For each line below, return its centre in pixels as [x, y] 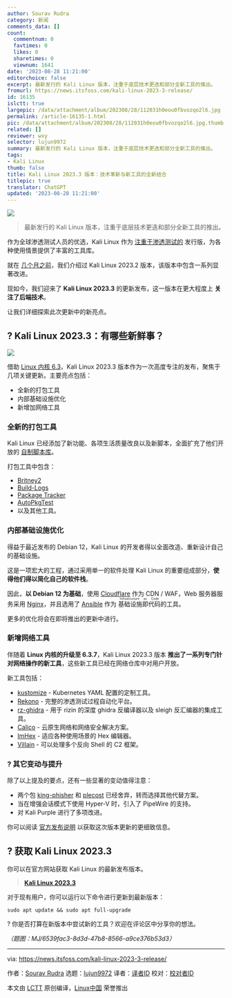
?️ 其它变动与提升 [35, 764]
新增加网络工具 [38, 407]
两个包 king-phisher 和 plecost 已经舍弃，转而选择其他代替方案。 [109, 795]
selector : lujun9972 [37, 142]
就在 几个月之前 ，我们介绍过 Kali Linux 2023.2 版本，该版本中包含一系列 [110, 265]
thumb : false [26, 168]
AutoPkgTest [35, 503]
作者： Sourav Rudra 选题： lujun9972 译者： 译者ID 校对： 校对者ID [101, 973]
